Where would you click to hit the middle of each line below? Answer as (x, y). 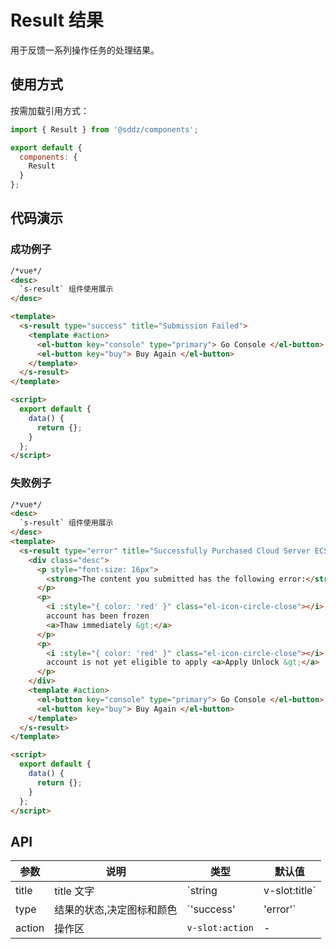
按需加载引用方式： (50, 110)
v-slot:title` (290, 891)
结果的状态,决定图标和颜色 (116, 910)
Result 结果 (57, 20)
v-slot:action (220, 928)
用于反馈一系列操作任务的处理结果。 (85, 50)
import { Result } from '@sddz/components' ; (104, 129)
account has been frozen (98, 616)
